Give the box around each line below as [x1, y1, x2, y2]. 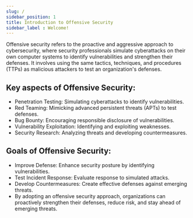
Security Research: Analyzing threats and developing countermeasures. [14, 129, 188, 136]
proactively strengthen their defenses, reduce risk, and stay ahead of [14, 199, 181, 206]
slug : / [6, 8, 25, 15]
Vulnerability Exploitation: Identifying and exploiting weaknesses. [14, 123, 171, 130]
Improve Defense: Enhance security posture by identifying [14, 161, 155, 168]
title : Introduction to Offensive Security [6, 19, 114, 25]
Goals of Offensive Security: [6, 146, 111, 156]
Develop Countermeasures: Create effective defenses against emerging [14, 180, 188, 187]
